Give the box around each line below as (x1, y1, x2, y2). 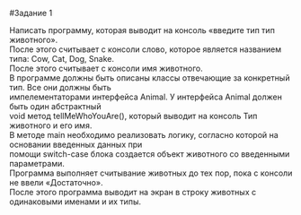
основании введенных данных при (9, 139, 143, 150)
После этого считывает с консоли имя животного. (9, 63, 204, 73)
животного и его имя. (9, 120, 93, 131)
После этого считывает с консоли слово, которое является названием (9, 44, 281, 55)
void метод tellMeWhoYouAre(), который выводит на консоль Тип (9, 111, 258, 121)
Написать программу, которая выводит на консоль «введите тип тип (9, 25, 276, 35)
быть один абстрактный (9, 101, 102, 111)
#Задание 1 (9, 8, 53, 18)
